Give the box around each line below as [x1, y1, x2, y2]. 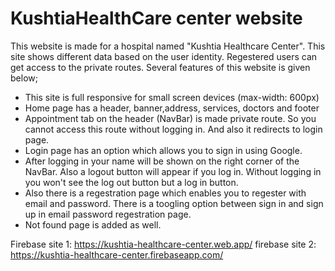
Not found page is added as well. [24, 218, 162, 231]
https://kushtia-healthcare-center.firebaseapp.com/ [10, 248, 224, 261]
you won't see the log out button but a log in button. [24, 176, 239, 188]
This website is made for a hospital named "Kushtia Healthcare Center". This [10, 40, 326, 52]
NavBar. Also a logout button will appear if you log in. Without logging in [24, 165, 322, 177]
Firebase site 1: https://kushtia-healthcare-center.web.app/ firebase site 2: [10, 238, 317, 250]
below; [10, 72, 38, 84]
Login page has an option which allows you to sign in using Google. [24, 144, 303, 156]
